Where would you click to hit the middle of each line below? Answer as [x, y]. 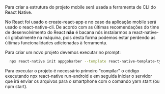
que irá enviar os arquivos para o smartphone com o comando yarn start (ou [82, 81]
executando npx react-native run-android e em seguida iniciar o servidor [79, 76]
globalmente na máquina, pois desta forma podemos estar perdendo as [83, 37]
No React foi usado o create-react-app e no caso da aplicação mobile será [81, 22]
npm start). [16, 86]
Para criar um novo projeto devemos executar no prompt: [63, 52]
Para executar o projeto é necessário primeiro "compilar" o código [72, 70]
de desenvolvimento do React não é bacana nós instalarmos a [68, 32]
